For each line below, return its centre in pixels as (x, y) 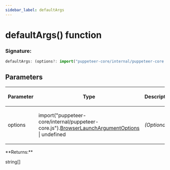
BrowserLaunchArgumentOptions (100, 128)
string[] (13, 162)
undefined (53, 134)
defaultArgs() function (54, 35)
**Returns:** (19, 152)
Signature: (18, 51)
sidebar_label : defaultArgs (35, 10)
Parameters (24, 77)
